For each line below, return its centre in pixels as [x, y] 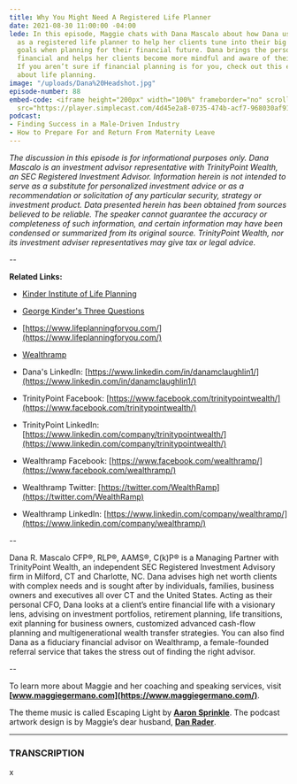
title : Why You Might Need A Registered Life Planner [110, 17]
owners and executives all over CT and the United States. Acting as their [141, 595]
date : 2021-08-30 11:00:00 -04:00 [73, 26]
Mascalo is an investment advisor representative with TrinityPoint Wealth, [144, 167]
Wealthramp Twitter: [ [61, 487]
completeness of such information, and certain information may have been [146, 223]
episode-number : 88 [45, 91]
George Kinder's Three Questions [83, 311]
